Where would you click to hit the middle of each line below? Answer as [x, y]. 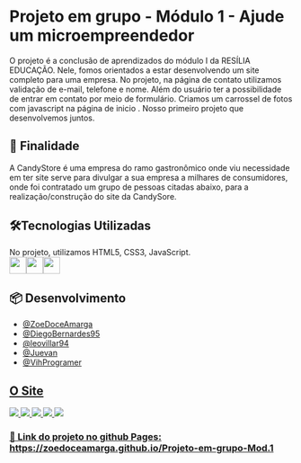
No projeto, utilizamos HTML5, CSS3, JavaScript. [100, 252]
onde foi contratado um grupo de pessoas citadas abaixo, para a [129, 187]
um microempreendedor [102, 36]
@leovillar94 [45, 343]
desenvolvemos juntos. [52, 118]
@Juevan [40, 353]
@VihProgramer [52, 362]
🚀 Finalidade [44, 146]
